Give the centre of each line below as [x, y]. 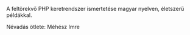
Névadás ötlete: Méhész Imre [43, 27]
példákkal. [19, 15]
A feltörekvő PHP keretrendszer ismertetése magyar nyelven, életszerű [95, 9]
